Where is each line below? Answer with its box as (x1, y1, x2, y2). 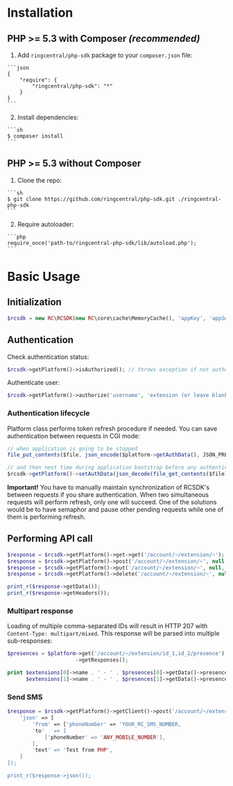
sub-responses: (7, 636, 53, 645)
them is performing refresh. (7, 513, 86, 521)
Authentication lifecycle (7, 408, 90, 418)
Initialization (7, 296, 62, 308)
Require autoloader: (17, 220, 74, 228)
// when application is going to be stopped (7, 445, 138, 452)
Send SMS (7, 692, 43, 702)
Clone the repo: (17, 176, 62, 184)
